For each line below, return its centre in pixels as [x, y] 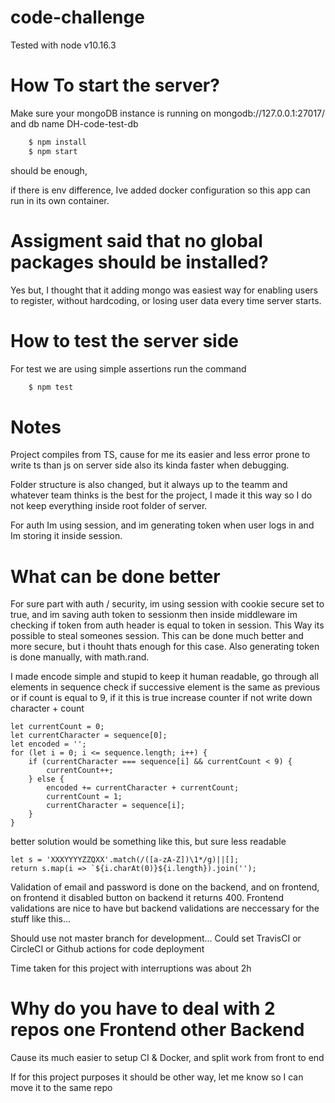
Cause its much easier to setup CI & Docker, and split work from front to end [167, 1058]
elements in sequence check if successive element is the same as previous [165, 687]
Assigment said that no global [136, 240]
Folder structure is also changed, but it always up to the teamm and [149, 485]
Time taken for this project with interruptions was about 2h [131, 968]
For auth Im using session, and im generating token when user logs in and [162, 525]
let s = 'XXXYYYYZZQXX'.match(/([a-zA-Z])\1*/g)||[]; [125, 860]
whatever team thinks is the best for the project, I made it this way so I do [161, 495]
